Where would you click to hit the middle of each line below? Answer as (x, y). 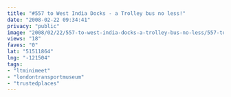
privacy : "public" (33, 26)
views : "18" (24, 39)
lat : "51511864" (30, 52)
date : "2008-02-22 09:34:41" (49, 20)
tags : (15, 64)
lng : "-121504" (29, 58)
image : (16, 32)
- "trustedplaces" (33, 83)
